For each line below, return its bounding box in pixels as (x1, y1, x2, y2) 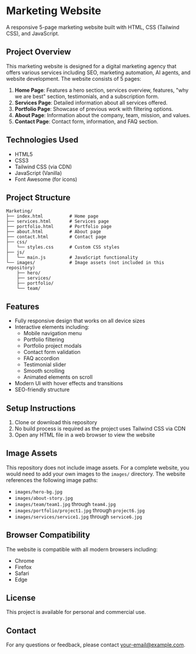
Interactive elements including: (14, 323, 89, 331)
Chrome (14, 557, 35, 564)
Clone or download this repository (14, 419, 98, 425)
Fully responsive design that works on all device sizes (14, 317, 145, 325)
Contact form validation (23, 349, 81, 356)
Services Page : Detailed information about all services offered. (14, 99, 168, 106)
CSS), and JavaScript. (6, 29, 60, 37)
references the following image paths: (6, 476, 98, 484)
